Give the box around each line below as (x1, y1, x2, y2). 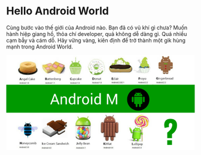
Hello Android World (6, 4, 109, 18)
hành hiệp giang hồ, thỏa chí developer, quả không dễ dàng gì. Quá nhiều (6, 30, 187, 37)
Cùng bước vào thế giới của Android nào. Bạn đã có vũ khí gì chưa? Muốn (6, 24, 188, 31)
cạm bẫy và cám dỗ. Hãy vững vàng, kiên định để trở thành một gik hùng (6, 37, 186, 44)
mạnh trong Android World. (6, 43, 74, 50)
